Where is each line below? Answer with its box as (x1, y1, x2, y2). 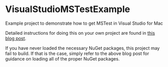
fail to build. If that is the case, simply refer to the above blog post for (5, 50, 149, 56)
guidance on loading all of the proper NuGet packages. (5, 55, 120, 61)
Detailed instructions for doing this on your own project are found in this (5, 30, 155, 36)
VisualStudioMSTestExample (5, 4, 131, 15)
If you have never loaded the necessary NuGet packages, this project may (5, 45, 160, 51)
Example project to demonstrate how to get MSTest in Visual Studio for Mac (5, 20, 163, 26)
